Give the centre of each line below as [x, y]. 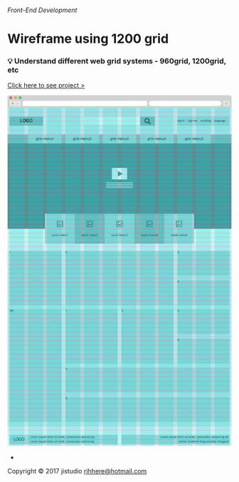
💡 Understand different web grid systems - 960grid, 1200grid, [117, 61]
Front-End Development [42, 10]
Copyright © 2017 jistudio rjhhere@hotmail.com [77, 471]
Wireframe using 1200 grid [88, 38]
